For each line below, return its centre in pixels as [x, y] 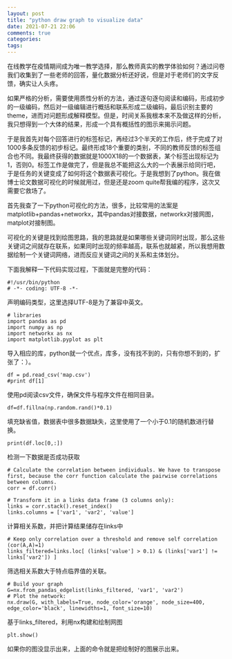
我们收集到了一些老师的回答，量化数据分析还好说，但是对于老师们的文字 [110, 75]
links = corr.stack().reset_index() [60, 506]
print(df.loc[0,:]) [35, 443]
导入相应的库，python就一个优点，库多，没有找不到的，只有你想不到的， [111, 353]
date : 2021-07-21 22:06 [41, 26]
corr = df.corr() [32, 488]
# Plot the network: [37, 596]
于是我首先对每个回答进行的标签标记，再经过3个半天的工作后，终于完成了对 [115, 139]
